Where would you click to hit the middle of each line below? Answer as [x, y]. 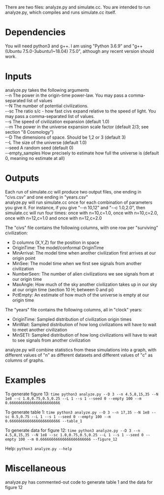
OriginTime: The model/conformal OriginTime [58, 247]
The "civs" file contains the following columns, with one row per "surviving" [82, 228]
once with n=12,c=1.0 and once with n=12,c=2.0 [54, 218]
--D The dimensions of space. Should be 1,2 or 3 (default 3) [66, 137]
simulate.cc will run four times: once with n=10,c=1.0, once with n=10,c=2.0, [82, 213]
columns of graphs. [25, 360]
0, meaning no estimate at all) [35, 158]
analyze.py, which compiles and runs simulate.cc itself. [61, 12]
